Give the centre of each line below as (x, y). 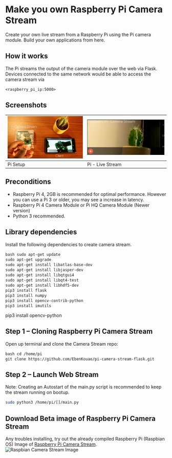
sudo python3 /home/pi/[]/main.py (42, 403)
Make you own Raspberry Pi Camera (84, 9)
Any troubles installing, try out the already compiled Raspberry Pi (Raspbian (85, 439)
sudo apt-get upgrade (28, 260)
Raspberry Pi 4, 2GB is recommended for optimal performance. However (89, 194)
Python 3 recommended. (39, 216)
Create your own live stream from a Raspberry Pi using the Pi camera (78, 34)
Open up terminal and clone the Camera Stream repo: (62, 344)
